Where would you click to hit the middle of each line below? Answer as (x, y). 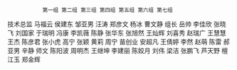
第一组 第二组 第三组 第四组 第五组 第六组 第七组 (107, 10)
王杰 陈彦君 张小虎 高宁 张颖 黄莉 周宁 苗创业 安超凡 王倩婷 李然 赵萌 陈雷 (115, 42)
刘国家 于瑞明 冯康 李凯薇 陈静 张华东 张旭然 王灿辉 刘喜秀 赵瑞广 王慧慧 (121, 33)
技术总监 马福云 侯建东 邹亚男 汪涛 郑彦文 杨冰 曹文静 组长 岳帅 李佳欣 (110, 24)
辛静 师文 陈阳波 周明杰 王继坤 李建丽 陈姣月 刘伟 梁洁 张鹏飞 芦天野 (121, 51)
